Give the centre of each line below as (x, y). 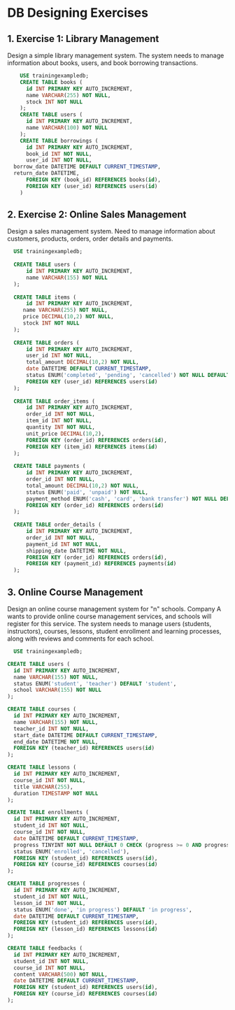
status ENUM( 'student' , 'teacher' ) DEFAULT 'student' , (95, 683)
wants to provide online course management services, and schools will (109, 616)
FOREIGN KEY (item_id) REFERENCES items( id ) (92, 447)
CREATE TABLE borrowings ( (59, 141)
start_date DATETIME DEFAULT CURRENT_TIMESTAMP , (86, 735)
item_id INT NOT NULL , (59, 421)
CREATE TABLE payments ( (50, 467)
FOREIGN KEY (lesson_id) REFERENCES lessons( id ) (86, 929)
